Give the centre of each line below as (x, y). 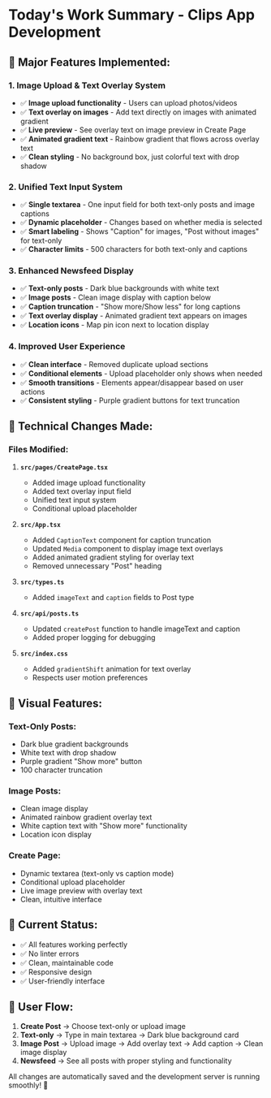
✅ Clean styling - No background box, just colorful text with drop (129, 157)
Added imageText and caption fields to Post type (113, 598)
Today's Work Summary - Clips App (132, 15)
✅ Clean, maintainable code (67, 962)
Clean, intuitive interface (61, 899)
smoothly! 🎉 (28, 1085)
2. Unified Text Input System (66, 187)
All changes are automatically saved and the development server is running (134, 1077)
